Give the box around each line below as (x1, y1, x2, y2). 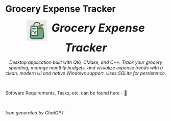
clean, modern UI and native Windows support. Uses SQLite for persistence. (5, 70, 166, 76)
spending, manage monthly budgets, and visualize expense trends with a (8, 64, 163, 70)
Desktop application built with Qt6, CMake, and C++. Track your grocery (9, 59, 162, 65)
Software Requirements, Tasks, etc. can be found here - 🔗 (5, 90, 128, 96)
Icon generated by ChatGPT (5, 109, 65, 115)
